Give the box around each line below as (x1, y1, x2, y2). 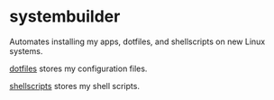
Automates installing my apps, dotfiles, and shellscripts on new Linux (9, 36, 266, 47)
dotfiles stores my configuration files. (9, 63, 148, 74)
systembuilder (9, 6, 121, 27)
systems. (9, 45, 43, 56)
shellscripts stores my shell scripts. (9, 80, 140, 91)
